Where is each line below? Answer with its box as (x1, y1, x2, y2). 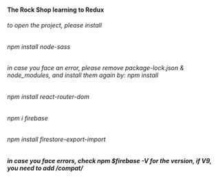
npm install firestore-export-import (7, 135, 106, 144)
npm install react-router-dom (7, 93, 90, 101)
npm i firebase (7, 114, 48, 122)
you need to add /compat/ (7, 164, 84, 172)
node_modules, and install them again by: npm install (7, 71, 159, 79)
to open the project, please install (7, 21, 102, 30)
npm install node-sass (7, 42, 71, 51)
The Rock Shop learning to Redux (7, 6, 105, 14)
